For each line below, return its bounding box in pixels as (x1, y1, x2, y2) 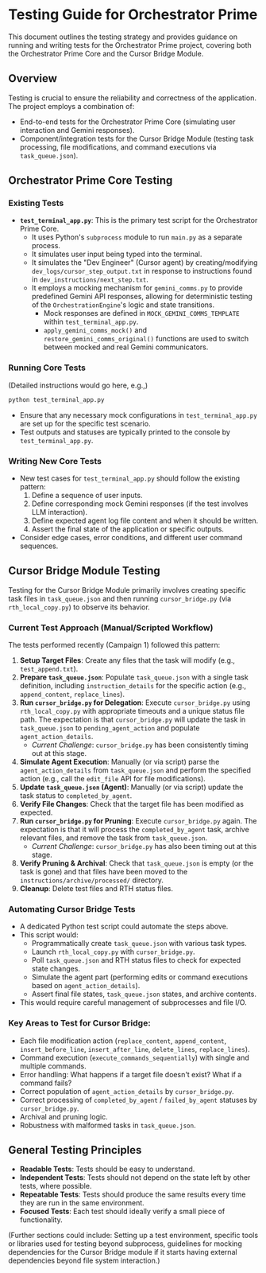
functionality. (19, 1215, 63, 1224)
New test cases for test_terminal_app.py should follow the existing (19, 473, 241, 483)
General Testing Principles (8, 1143, 142, 1157)
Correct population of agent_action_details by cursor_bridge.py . (19, 1086, 234, 1096)
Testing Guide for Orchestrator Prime (8, 6, 258, 24)
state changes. (31, 964, 81, 974)
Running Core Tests (8, 362, 86, 373)
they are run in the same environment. (19, 1198, 145, 1208)
